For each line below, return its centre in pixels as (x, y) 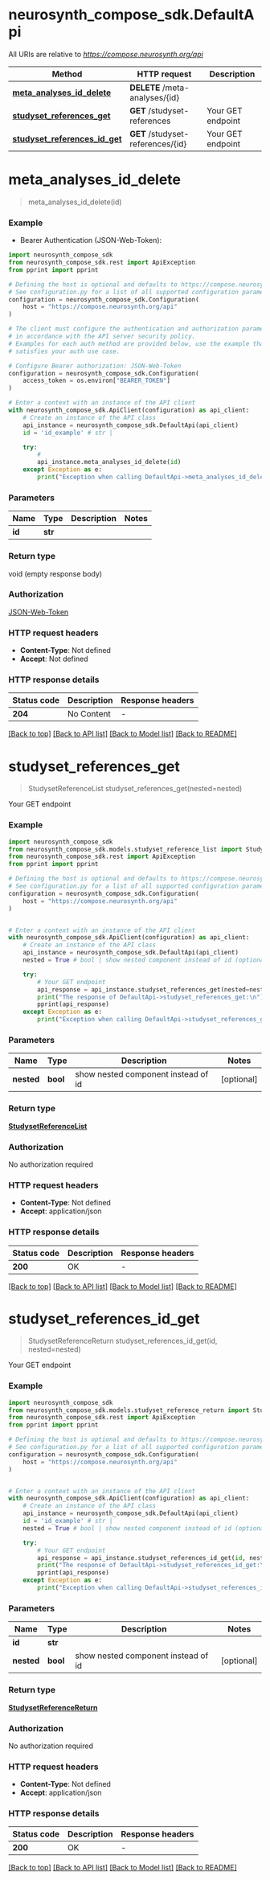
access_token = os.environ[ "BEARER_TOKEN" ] (97, 381)
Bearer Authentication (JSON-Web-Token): (91, 240)
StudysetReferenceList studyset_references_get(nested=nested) (135, 789)
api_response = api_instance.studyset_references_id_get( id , (142, 1558)
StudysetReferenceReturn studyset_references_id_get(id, (123, 1341)
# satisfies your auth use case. (64, 351)
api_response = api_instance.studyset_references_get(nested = (143, 989)
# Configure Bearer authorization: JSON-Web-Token (95, 366)
